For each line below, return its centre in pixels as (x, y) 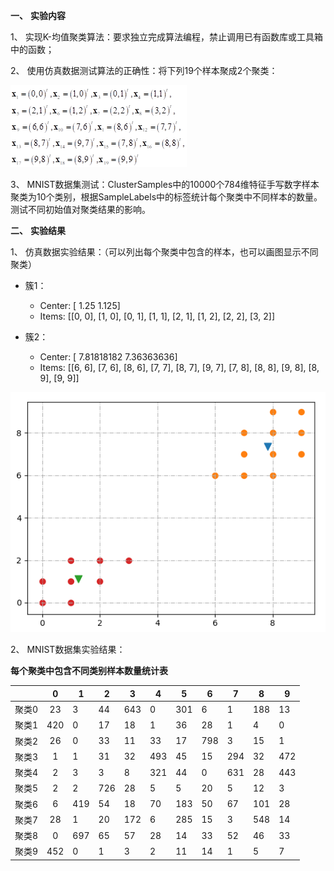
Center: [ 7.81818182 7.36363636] (108, 357)
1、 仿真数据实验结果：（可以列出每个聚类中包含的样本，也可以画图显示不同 (164, 252)
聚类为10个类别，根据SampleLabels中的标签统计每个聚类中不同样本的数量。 (166, 197)
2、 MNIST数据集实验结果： (68, 650)
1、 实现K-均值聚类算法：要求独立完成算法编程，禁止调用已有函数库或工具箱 (166, 37)
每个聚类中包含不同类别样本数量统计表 (89, 671)
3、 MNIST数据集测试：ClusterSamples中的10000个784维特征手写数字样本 (165, 184)
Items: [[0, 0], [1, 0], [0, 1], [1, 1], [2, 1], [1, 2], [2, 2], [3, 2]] (157, 316)
